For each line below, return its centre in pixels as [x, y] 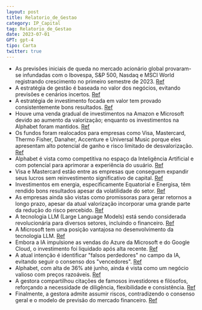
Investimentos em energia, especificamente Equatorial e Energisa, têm [103, 184]
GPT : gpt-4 [20, 40]
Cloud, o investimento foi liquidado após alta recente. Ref [86, 248]
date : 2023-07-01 [28, 35]
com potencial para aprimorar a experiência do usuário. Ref [89, 165]
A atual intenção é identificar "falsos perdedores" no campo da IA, [98, 255]
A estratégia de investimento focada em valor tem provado [88, 101]
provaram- [178, 68]
